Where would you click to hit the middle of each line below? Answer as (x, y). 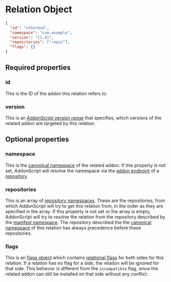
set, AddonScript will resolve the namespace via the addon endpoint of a (82, 171)
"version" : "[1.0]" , (32, 37)
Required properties (38, 68)
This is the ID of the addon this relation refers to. (56, 93)
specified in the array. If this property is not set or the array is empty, (78, 212)
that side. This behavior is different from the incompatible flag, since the (82, 269)
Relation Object (39, 9)
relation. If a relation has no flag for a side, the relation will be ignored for (82, 263)
